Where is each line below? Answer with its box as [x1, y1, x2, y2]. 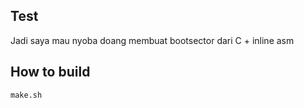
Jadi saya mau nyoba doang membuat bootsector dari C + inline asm [10, 34, 295, 46]
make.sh [10, 90, 43, 100]
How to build [10, 64, 91, 81]
